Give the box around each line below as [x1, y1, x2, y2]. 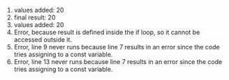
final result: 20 [13, 13, 56, 22]
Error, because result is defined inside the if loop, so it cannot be [13, 28, 200, 36]
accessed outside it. [13, 35, 72, 44]
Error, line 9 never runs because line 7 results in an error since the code [13, 43, 220, 51]
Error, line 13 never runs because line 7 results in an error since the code [13, 58, 223, 65]
